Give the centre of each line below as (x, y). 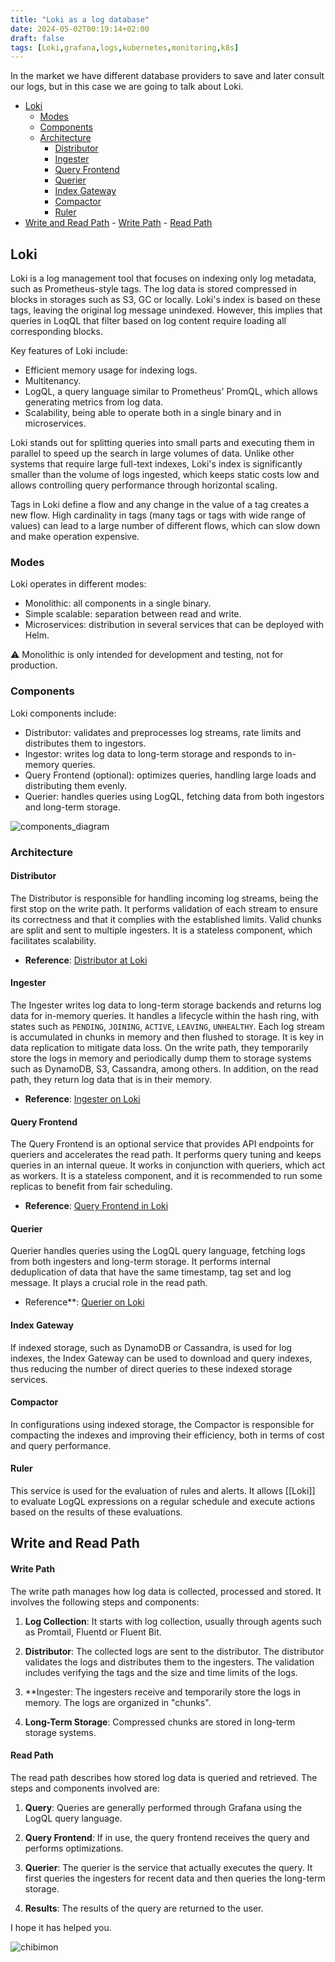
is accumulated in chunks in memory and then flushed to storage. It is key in (167, 1037)
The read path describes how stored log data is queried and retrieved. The (164, 1777)
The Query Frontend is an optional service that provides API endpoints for (162, 1144)
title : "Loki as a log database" (80, 19)
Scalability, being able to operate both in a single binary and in (153, 413)
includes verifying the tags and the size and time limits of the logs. (161, 1672)
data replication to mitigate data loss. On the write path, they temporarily (159, 1047)
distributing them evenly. (76, 785)
